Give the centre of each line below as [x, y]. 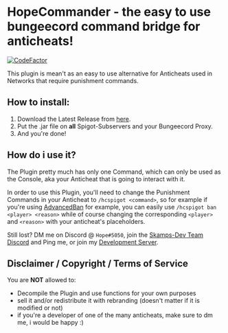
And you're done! [42, 133]
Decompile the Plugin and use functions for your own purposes [106, 293]
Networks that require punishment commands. [73, 80]
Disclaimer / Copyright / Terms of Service [98, 263]
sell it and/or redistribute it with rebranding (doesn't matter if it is [109, 301]
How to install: [38, 103]
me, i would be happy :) [50, 323]
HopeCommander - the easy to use [109, 12]
